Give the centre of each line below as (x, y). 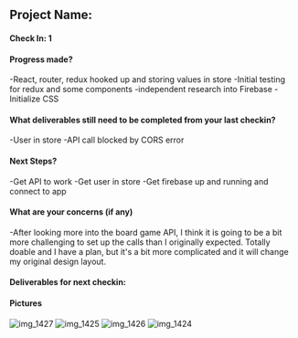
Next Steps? (33, 161)
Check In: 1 (31, 38)
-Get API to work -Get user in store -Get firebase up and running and (139, 181)
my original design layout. (58, 261)
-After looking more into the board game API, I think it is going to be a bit (146, 232)
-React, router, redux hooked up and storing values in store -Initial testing (148, 79)
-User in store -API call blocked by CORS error (97, 140)
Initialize (25, 99)
